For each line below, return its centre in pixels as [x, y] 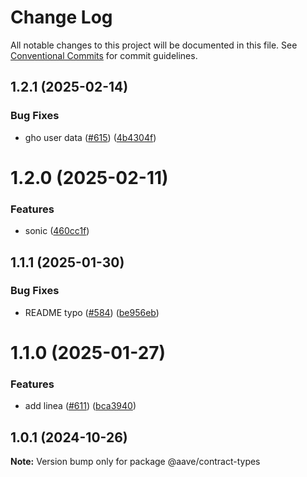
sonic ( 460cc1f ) [57, 231]
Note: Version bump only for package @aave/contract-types [135, 462]
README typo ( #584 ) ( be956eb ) [92, 312]
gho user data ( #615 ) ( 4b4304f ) [90, 137]
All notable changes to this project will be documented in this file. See [154, 45]
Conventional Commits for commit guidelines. [104, 55]
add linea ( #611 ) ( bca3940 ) [80, 406]
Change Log [61, 17]
